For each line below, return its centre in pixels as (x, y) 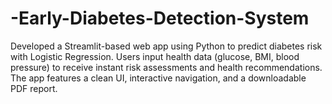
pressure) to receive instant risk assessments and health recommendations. (166, 67)
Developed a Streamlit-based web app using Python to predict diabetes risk (166, 46)
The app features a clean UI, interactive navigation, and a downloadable (158, 78)
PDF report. (34, 88)
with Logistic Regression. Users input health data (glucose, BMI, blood (155, 56)
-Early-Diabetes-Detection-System (160, 18)
